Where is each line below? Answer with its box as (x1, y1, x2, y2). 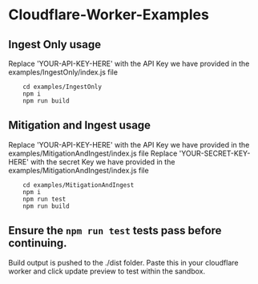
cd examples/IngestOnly (22, 83, 103, 91)
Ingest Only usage (8, 38, 102, 51)
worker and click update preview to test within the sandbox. (8, 266, 206, 276)
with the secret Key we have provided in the (30, 156, 175, 166)
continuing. (8, 237, 67, 250)
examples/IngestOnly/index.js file (8, 67, 119, 77)
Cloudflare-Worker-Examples (8, 6, 210, 24)
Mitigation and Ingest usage (8, 119, 151, 132)
